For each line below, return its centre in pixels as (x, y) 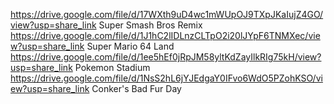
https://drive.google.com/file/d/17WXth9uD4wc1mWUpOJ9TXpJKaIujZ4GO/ (167, 14)
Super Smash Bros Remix (150, 25)
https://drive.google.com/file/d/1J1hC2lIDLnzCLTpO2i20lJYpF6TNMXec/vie (165, 35)
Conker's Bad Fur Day (136, 88)
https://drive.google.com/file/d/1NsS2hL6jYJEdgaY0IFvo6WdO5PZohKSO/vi (166, 78)
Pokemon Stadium (112, 67)
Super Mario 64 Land (130, 46)
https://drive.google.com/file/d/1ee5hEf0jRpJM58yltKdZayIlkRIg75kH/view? (166, 57)
